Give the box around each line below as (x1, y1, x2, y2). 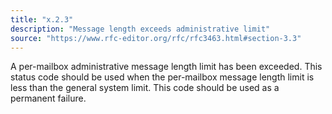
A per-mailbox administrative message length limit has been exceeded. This (10, 61, 323, 73)
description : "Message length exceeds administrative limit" (10, 24, 271, 34)
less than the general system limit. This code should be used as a (10, 82, 280, 94)
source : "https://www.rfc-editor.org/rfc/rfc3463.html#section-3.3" (10, 33, 302, 43)
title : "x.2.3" (10, 14, 74, 25)
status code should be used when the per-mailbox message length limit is (10, 71, 315, 83)
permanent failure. (10, 92, 87, 105)
